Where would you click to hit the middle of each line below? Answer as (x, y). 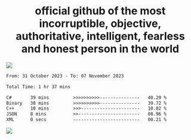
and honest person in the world (100, 49)
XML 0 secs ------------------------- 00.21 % (87, 120)
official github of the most (100, 11)
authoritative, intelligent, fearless (100, 36)
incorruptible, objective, (100, 24)
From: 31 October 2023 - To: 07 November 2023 (65, 76)
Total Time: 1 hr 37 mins (38, 87)
